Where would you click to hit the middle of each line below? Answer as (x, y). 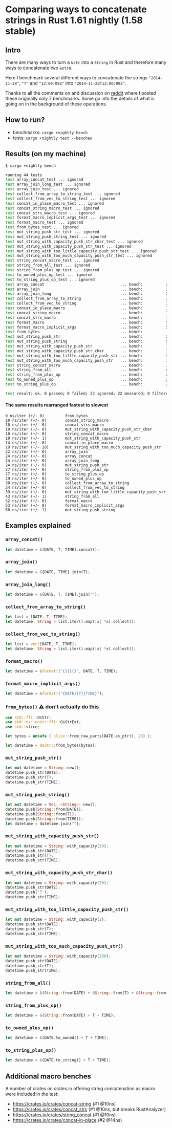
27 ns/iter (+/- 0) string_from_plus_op (57, 469)
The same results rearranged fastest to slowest (57, 405)
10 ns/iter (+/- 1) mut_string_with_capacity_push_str (73, 438)
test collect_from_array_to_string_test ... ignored (63, 194)
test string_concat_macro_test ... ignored (52, 261)
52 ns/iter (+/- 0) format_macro (49, 501)
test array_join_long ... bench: (74, 294)
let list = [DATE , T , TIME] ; (36, 617)
